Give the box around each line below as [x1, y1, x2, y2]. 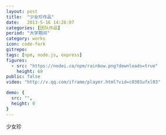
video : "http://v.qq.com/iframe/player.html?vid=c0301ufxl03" [6, 79, 161, 85]
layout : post [6, 8, 38, 15]
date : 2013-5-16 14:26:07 [6, 19, 75, 25]
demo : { [6, 90, 25, 96]
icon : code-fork [6, 41, 46, 47]
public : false [6, 74, 41, 79]
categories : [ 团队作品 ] [6, 25, 60, 31]
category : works [6, 36, 46, 41]
